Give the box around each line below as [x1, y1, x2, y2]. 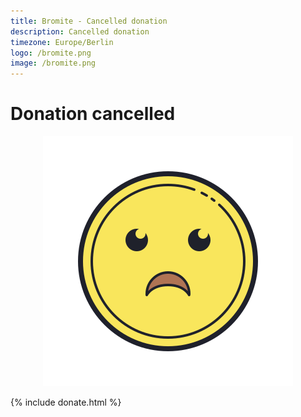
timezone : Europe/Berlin [10, 37, 114, 47]
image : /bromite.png [10, 58, 97, 69]
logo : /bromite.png [10, 48, 92, 58]
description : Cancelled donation [10, 26, 150, 37]
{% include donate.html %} [10, 396, 122, 409]
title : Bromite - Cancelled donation [10, 16, 168, 26]
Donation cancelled [10, 103, 176, 125]
